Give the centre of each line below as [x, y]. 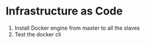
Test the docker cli [38, 34]
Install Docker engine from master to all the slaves [77, 28]
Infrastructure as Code [64, 11]
